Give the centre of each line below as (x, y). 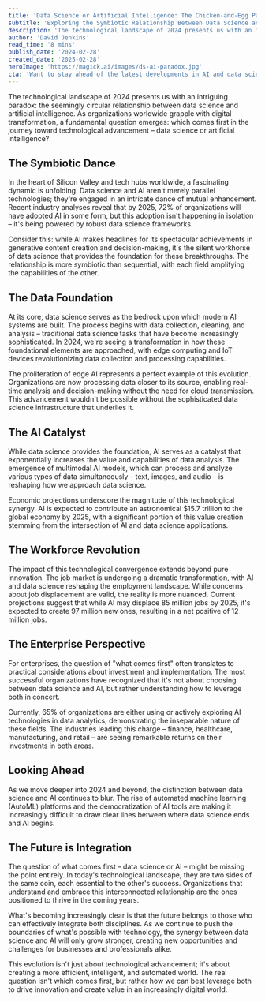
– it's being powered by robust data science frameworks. (101, 224)
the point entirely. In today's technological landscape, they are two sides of (130, 875)
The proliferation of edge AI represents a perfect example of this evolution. (130, 374)
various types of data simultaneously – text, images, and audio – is (116, 477)
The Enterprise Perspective (77, 644)
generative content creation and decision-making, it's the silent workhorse (129, 248)
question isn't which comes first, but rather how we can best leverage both (130, 981)
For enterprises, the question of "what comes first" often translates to (121, 663)
